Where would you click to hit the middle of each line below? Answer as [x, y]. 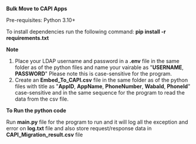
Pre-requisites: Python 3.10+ [41, 20]
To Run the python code [36, 110]
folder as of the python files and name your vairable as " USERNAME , [99, 67]
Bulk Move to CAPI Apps [37, 9]
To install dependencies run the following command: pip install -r [86, 32]
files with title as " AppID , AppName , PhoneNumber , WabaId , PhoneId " [102, 86]
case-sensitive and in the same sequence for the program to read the [100, 93]
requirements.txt [28, 38]
